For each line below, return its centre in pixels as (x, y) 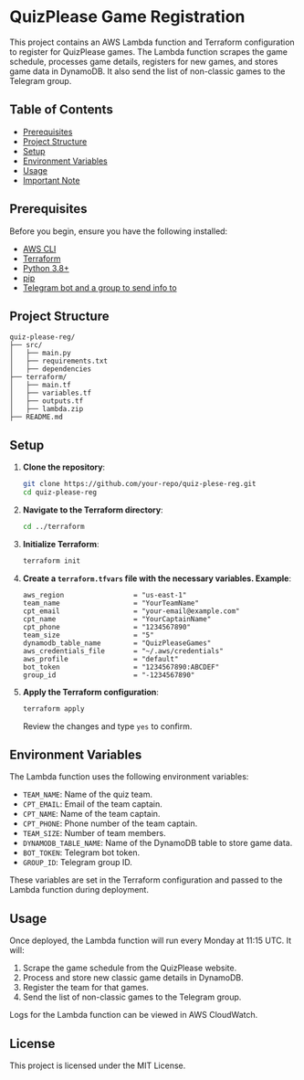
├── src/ (26, 345)
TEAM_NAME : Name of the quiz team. (88, 794)
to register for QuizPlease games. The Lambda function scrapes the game (148, 51)
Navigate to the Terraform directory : (93, 510)
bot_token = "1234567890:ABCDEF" (121, 667)
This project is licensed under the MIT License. (98, 1065)
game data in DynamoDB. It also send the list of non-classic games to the (147, 71)
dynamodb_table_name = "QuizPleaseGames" (117, 643)
